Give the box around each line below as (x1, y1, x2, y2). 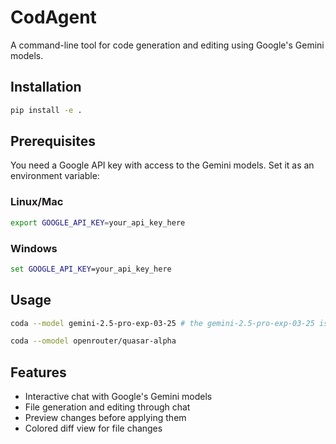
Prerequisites (10, 133, 96, 150)
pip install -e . (10, 105, 83, 115)
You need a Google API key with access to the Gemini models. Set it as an (10, 159, 315, 171)
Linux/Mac (10, 195, 64, 209)
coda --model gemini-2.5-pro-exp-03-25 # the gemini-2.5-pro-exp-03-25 (10, 318, 315, 328)
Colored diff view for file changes (24, 422, 163, 435)
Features (10, 364, 67, 381)
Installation (10, 79, 82, 96)
